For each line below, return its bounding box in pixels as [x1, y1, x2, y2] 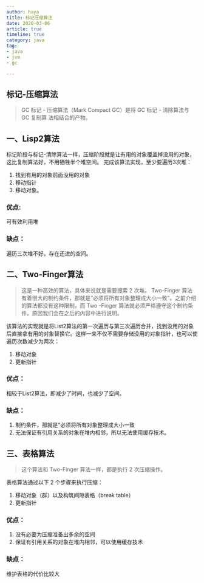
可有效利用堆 [6, 218, 38, 226]
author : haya [6, 9, 39, 15]
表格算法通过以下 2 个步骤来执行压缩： [6, 478, 103, 486]
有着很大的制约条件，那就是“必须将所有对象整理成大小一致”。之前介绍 [21, 294, 197, 302]
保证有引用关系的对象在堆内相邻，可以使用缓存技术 [15, 539, 143, 546]
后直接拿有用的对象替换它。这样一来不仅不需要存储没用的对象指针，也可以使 [6, 329, 198, 337]
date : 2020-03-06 [6, 20, 50, 26]
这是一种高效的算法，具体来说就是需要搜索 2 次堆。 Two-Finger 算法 [21, 286, 193, 294]
